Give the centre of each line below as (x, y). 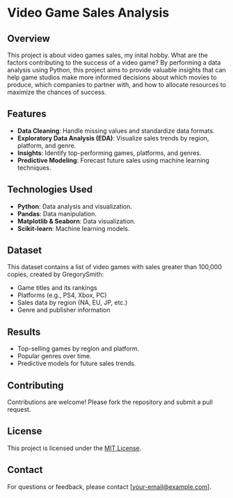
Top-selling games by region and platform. (78, 348)
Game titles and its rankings (57, 288)
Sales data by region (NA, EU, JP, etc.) (72, 303)
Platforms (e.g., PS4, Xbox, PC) (62, 295)
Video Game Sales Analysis (88, 13)
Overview (29, 39)
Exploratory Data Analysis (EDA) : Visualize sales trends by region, (113, 138)
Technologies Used (50, 190)
